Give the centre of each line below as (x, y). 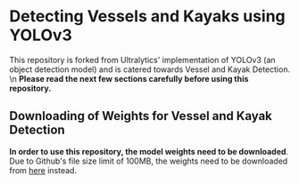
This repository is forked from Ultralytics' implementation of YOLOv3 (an (142, 60)
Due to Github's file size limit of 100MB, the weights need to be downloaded (149, 161)
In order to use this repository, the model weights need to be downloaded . (149, 151)
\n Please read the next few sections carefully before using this (129, 78)
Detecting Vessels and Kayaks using (147, 16)
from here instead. (43, 170)
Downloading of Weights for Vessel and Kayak (141, 116)
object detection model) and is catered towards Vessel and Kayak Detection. (150, 69)
